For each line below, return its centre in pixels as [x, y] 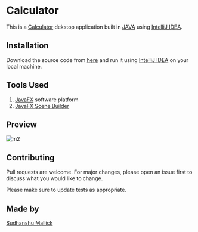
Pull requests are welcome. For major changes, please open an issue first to [99, 172]
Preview [22, 124]
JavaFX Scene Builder [42, 106]
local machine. [24, 66]
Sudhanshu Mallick [30, 223]
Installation [27, 46]
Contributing [30, 158]
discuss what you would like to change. [55, 178]
